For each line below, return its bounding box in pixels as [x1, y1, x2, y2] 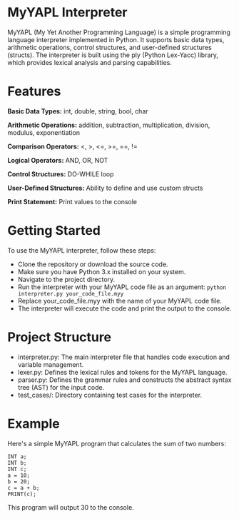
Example [7, 415, 60, 432]
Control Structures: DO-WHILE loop [7, 169, 114, 178]
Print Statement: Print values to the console [7, 197, 138, 206]
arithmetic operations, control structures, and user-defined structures [7, 43, 212, 51]
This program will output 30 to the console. [7, 503, 134, 511]
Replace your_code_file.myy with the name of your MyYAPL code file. [17, 296, 223, 305]
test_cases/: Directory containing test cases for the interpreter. [17, 390, 202, 399]
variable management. [17, 360, 84, 368]
